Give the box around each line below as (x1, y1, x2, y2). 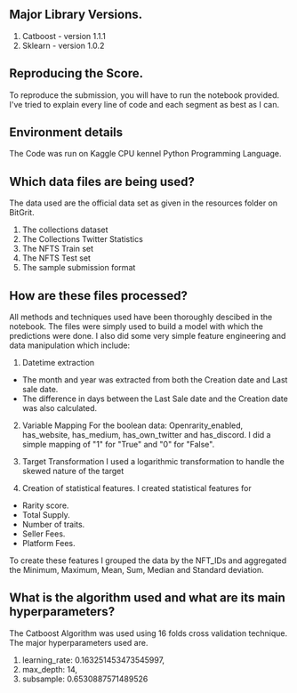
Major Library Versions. (9, 7, 143, 22)
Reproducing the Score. (9, 66, 144, 81)
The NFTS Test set (21, 253, 92, 263)
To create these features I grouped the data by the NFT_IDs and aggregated (9, 555, 287, 566)
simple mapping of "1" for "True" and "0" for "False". (21, 439, 215, 450)
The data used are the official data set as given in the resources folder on (9, 197, 278, 208)
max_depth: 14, (21, 664, 78, 674)
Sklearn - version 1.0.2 (21, 40, 105, 51)
